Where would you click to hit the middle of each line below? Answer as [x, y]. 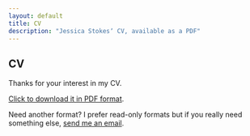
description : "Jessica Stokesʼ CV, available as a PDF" [104, 31]
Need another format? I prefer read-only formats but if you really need [125, 115]
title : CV [25, 23]
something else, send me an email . [66, 123]
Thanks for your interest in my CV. [65, 83]
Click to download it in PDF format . [66, 99]
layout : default [36, 16]
